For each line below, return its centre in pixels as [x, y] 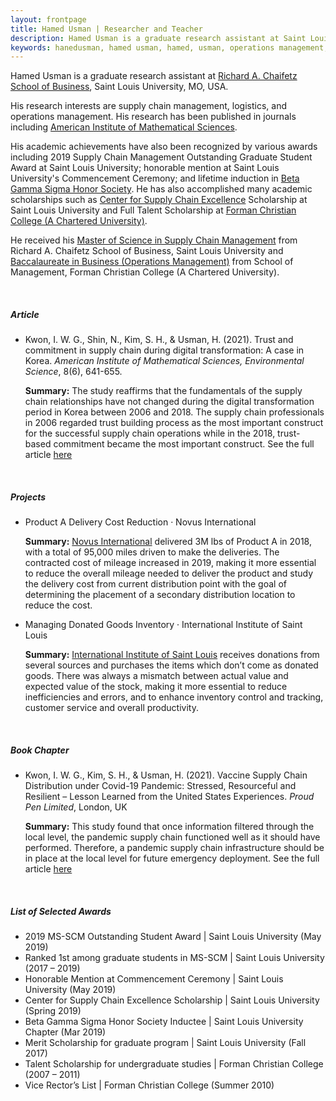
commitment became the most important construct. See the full [184, 444]
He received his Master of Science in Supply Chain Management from [154, 240]
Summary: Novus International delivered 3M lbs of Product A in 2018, [168, 542]
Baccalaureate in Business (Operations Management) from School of [152, 262]
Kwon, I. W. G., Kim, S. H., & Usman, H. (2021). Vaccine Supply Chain [166, 775]
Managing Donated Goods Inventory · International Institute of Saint [163, 625]
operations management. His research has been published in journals [153, 117]
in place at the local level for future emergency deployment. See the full [172, 858]
